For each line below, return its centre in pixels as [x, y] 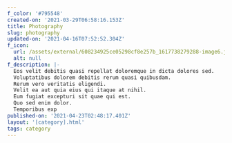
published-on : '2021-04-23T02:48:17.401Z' [69, 115]
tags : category [29, 129]
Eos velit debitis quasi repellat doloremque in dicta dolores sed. [114, 71]
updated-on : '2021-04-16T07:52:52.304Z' [66, 39]
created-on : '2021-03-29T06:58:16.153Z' [66, 20]
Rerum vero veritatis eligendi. [60, 84]
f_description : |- [33, 65]
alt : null [27, 58]
